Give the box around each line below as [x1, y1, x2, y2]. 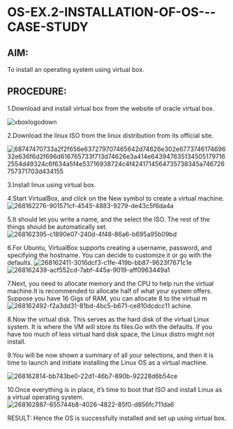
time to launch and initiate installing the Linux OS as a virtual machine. [7, 358, 208, 367]
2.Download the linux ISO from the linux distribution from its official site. [7, 131, 214, 140]
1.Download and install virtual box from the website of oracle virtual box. [7, 104, 215, 112]
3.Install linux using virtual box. [7, 180, 96, 189]
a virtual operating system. [7, 393, 84, 401]
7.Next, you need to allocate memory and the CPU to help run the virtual [7, 279, 214, 287]
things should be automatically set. [7, 222, 108, 231]
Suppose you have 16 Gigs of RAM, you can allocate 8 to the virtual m [7, 294, 208, 303]
